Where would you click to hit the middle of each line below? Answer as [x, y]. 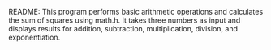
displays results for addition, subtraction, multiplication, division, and [123, 29]
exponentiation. [34, 37]
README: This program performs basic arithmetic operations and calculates [136, 12]
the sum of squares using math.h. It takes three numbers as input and [125, 20]
